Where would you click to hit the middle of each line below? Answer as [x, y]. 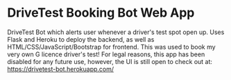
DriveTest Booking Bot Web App [101, 13]
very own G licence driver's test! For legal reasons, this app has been [106, 54]
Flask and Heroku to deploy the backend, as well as [81, 39]
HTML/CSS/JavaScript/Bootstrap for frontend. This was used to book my [112, 47]
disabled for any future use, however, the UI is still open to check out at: [110, 61]
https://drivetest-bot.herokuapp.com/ [61, 69]
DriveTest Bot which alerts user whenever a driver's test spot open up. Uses [116, 32]
